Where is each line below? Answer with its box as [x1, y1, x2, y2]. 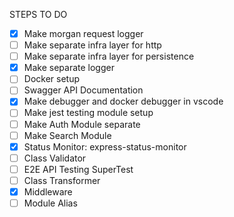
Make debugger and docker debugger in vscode [23, 95, 224, 108]
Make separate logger [23, 62, 115, 74]
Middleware [23, 185, 73, 198]
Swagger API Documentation [23, 84, 144, 96]
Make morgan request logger [23, 28, 144, 39]
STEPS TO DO [9, 9, 68, 20]
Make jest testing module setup [23, 107, 154, 119]
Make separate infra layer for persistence [23, 50, 195, 63]
